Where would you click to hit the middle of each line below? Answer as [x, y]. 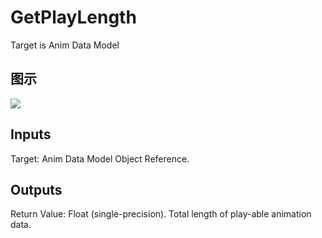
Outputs [36, 189]
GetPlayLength [73, 17]
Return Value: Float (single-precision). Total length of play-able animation [161, 214]
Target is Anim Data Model [65, 45]
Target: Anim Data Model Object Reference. [100, 158]
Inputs [31, 134]
